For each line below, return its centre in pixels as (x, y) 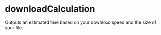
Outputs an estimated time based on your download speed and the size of (81, 22)
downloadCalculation (50, 9)
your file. (14, 27)
